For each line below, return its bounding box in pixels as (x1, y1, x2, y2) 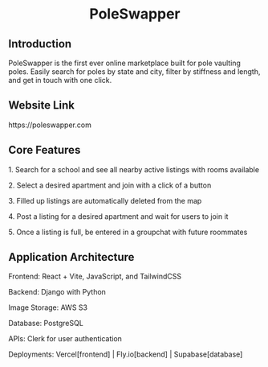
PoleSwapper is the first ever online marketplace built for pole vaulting (8, 58, 241, 68)
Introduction (8, 37, 72, 51)
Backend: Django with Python (8, 287, 107, 297)
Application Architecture (8, 250, 135, 264)
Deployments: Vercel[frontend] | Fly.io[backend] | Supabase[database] (8, 349, 243, 359)
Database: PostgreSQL (8, 319, 84, 328)
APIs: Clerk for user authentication (8, 334, 123, 344)
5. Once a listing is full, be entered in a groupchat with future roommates (8, 227, 248, 237)
